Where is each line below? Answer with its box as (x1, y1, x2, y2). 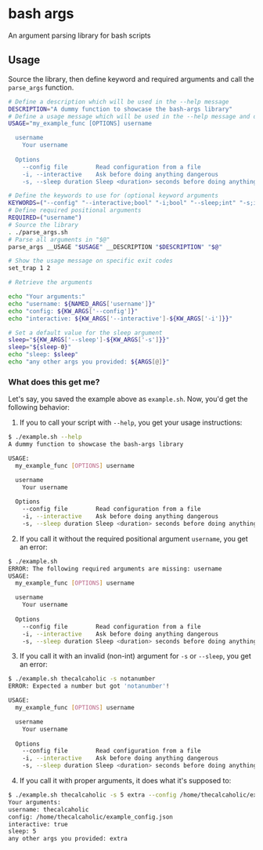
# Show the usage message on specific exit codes (8, 257, 174, 265)
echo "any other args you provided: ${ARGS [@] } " (8, 358, 170, 366)
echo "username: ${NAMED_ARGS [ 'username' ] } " (8, 300, 156, 308)
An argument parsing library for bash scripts (8, 31, 151, 40)
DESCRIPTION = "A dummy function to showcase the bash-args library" (8, 105, 233, 113)
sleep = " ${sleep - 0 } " (8, 343, 72, 352)
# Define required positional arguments (8, 206, 142, 214)
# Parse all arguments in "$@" (8, 235, 110, 243)
